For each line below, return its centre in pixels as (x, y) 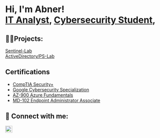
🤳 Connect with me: (37, 117)
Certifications (28, 72)
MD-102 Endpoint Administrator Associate (56, 100)
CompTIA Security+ (33, 84)
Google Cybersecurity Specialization (51, 89)
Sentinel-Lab (18, 51)
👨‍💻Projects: (24, 39)
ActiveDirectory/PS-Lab (30, 56)
